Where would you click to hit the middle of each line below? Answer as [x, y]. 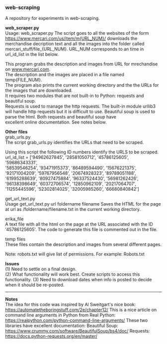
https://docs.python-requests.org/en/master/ [51, 336]
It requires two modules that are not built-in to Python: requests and [75, 96]
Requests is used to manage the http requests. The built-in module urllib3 [80, 107]
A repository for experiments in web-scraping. [52, 18]
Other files [16, 132]
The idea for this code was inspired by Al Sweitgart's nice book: [71, 305]
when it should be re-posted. [35, 285]
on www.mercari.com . [28, 69]
